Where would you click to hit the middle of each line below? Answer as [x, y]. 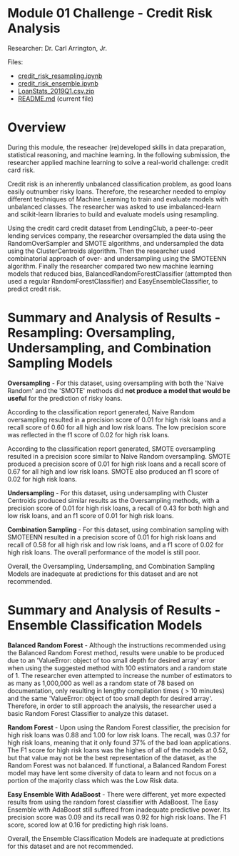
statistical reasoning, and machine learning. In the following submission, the [119, 154]
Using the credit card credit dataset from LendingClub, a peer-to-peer [110, 228]
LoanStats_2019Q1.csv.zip [56, 91]
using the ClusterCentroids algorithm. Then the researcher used [101, 251]
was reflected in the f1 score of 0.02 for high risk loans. [88, 434]
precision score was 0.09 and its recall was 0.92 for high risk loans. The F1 [117, 817]
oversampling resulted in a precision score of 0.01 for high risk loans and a [117, 419]
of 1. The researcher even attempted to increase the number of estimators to [120, 675]
